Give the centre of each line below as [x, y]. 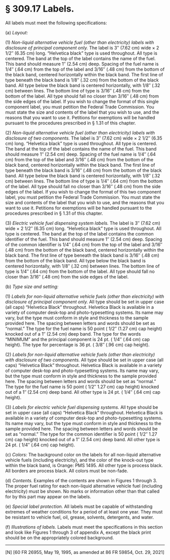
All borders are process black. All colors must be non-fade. [67, 471]
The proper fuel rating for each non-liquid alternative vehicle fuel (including [84, 486]
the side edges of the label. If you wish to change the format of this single [82, 101]
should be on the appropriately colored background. [60, 538]
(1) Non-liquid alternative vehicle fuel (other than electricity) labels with [80, 42]
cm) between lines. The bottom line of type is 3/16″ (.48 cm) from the [78, 90]
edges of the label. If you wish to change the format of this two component [83, 192]
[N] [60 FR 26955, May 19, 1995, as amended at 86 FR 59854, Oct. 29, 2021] [85, 552]
